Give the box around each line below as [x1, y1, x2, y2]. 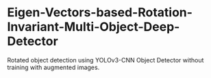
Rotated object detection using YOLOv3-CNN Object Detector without [7, 56, 204, 64]
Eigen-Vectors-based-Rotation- [7, 5, 193, 20]
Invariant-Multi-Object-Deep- [7, 19, 180, 35]
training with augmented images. [7, 63, 100, 71]
